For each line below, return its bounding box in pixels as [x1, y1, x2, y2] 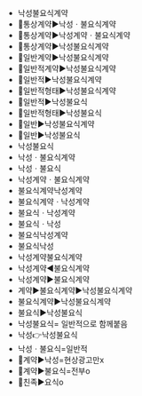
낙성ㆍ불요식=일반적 [17, 344, 88, 353]
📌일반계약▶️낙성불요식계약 [17, 52, 109, 62]
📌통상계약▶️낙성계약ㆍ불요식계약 [17, 30, 131, 40]
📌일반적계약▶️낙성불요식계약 [17, 63, 117, 74]
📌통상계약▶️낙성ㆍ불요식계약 [17, 19, 117, 29]
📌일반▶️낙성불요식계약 [17, 119, 95, 129]
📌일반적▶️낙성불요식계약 [17, 75, 102, 84]
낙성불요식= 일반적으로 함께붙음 [17, 319, 129, 329]
